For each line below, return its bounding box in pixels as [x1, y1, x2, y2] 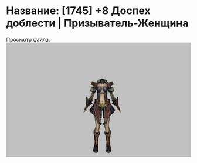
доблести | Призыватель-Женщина [6, 16, 189, 30]
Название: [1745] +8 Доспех [6, 4, 151, 18]
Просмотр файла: [6, 36, 50, 43]
